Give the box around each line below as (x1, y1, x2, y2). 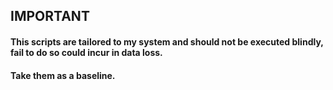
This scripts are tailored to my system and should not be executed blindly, (10, 35, 324, 48)
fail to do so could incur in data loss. (10, 46, 163, 58)
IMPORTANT (10, 8, 90, 25)
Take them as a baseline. (10, 69, 116, 81)
